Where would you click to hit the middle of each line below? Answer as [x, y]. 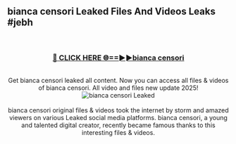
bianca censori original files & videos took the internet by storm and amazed [118, 110]
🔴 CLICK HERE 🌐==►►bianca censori [118, 58]
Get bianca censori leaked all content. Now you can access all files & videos [118, 81]
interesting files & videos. [118, 133]
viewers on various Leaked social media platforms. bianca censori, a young [118, 118]
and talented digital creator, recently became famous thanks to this [118, 125]
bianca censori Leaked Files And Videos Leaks [112, 12]
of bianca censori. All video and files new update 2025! [118, 88]
